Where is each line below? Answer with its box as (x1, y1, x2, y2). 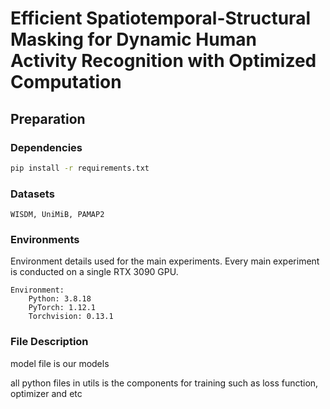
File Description (10, 335, 89, 349)
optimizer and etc (10, 387, 83, 399)
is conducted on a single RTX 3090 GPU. (10, 266, 179, 278)
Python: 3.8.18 (28, 294, 92, 304)
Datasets (10, 187, 55, 201)
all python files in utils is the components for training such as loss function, (10, 377, 319, 389)
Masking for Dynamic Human (10, 28, 257, 51)
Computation (10, 71, 122, 94)
